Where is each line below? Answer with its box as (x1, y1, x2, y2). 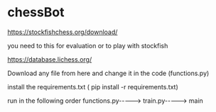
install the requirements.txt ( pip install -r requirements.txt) (7, 82, 179, 91)
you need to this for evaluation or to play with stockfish (7, 41, 168, 50)
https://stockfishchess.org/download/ (7, 28, 118, 36)
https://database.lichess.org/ (7, 55, 92, 64)
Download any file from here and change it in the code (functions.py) (7, 69, 210, 77)
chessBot (7, 4, 65, 21)
